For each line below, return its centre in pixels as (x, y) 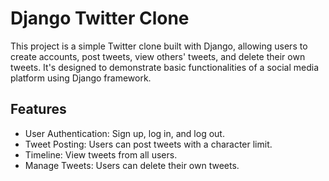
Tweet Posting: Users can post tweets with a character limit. (148, 144)
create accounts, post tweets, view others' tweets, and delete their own (158, 56)
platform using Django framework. (81, 78)
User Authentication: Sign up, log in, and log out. (124, 133)
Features (38, 109)
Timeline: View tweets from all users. (101, 154)
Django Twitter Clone (100, 18)
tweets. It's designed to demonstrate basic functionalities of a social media (164, 67)
